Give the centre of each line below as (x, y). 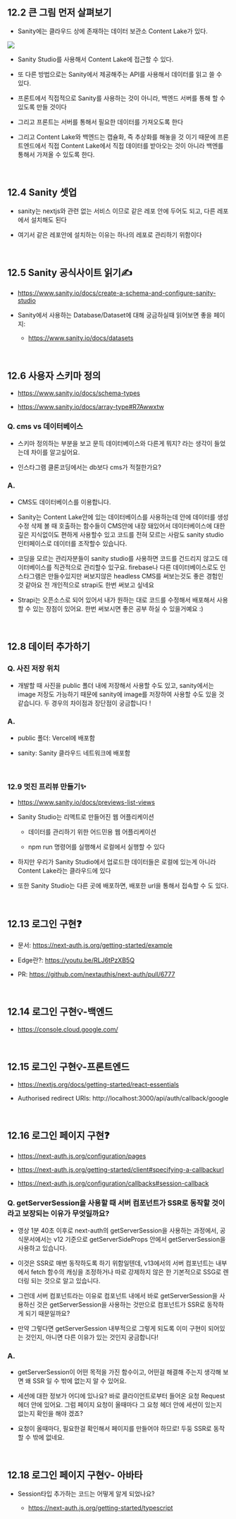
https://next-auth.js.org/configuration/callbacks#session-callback (113, 1183)
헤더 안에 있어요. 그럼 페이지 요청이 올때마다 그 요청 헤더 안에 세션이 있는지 (120, 1404)
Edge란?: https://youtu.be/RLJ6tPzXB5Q (76, 960)
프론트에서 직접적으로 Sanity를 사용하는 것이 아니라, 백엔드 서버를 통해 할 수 (121, 98)
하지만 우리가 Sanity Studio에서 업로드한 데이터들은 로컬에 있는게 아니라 (117, 862)
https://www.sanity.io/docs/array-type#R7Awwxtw (91, 407)
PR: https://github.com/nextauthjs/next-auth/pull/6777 (96, 974)
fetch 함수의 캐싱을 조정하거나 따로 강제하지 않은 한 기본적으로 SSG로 (126, 1271)
